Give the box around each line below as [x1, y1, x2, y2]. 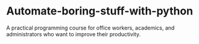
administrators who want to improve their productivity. [6, 30, 141, 37]
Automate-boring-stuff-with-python [6, 4, 194, 18]
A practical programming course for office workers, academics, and [6, 24, 175, 31]
